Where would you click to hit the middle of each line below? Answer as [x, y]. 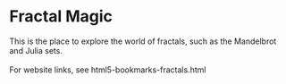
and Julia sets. [36, 50]
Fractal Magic [61, 17]
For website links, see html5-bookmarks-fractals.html [108, 70]
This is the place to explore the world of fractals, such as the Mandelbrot [143, 41]
